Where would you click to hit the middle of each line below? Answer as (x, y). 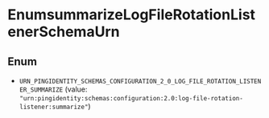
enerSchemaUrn (64, 32)
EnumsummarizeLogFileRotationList (131, 15)
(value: (76, 89)
